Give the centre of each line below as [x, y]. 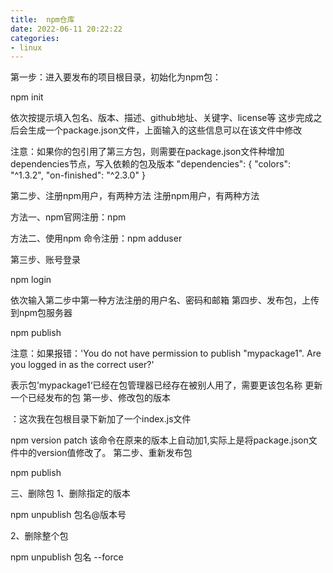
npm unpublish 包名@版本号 [68, 515]
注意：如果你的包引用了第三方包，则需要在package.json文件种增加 [147, 152]
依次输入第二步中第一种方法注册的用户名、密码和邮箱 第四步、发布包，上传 [165, 300]
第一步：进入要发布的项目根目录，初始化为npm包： [116, 77]
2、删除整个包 [39, 536]
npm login [31, 280]
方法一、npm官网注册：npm [68, 217]
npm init [27, 97]
